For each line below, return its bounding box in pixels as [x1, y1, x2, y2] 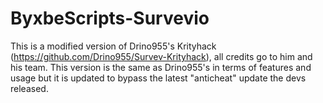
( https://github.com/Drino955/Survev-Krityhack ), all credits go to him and [10, 50, 313, 62]
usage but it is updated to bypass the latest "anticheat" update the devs [10, 72, 307, 84]
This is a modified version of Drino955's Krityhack [10, 40, 217, 52]
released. [10, 82, 49, 94]
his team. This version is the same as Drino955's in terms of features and [10, 61, 312, 73]
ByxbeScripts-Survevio [10, 7, 210, 30]
